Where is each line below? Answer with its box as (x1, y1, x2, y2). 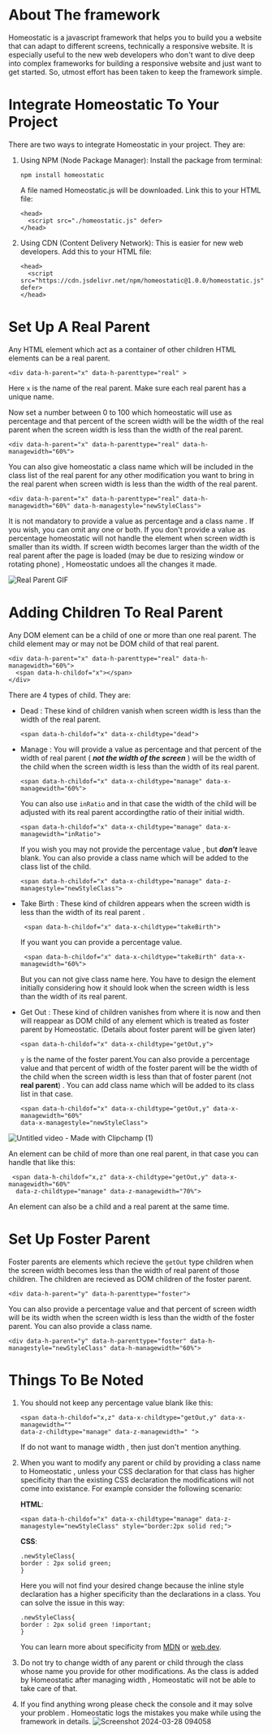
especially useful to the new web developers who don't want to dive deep (8, 50, 256, 59)
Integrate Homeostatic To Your (8, 96, 219, 114)
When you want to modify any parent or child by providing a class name (19, 1457, 261, 1467)
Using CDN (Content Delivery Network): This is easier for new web (19, 238, 244, 248)
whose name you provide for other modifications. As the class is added (19, 1666, 259, 1676)
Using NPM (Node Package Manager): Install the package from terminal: (19, 155, 262, 165)
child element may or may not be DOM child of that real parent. (8, 639, 219, 649)
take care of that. (19, 1683, 78, 1693)
